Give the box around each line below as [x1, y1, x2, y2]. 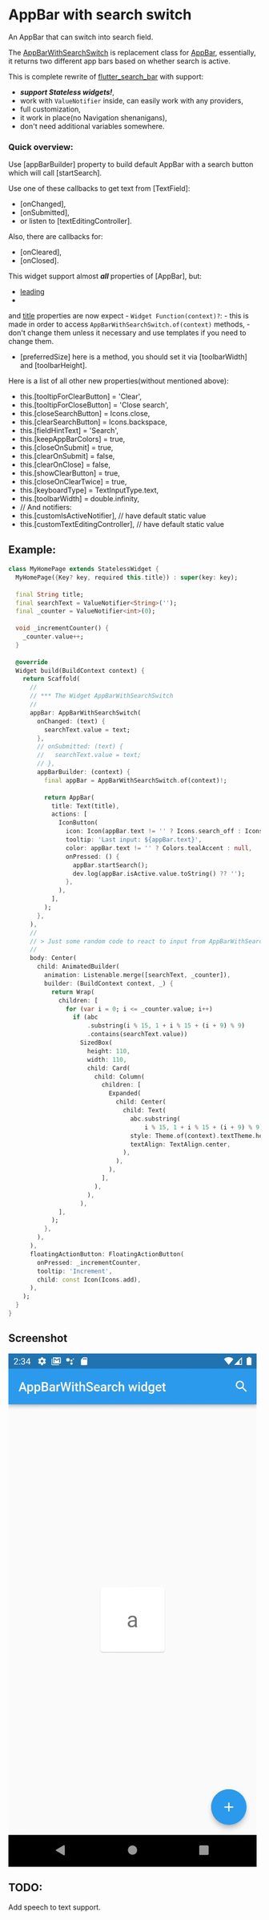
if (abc [72, 1013, 98, 1022]
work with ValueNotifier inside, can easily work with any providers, [19, 95, 244, 105]
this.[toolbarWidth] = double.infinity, [19, 494, 140, 504]
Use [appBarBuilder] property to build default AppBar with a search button [8, 160, 254, 169]
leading [19, 287, 46, 297]
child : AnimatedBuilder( [37, 962, 120, 971]
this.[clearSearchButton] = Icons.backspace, [19, 417, 168, 427]
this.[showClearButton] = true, [19, 468, 120, 478]
